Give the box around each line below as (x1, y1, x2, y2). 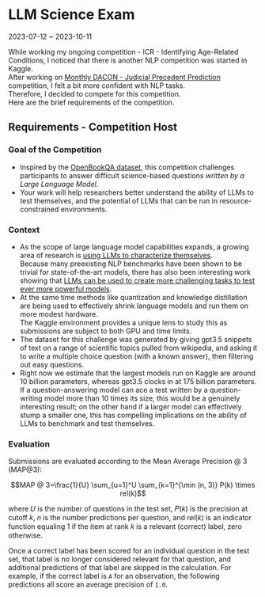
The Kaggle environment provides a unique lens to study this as (19, 318, 228, 327)
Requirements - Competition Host (8, 120, 178, 134)
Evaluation (8, 438, 50, 449)
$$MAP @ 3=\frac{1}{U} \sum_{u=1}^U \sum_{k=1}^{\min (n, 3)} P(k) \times (10, 481, 256, 490)
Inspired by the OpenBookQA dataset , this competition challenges (19, 162, 235, 172)
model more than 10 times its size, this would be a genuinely (44, 394, 240, 403)
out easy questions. (19, 359, 85, 369)
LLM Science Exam (8, 6, 135, 24)
